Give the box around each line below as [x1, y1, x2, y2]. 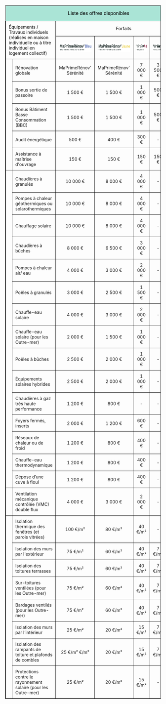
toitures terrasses [15, 568, 51, 574]
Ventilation [15, 491, 37, 497]
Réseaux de [15, 435, 40, 440]
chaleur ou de [15, 440, 43, 446]
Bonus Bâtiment [15, 107, 48, 112]
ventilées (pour [15, 585, 46, 591]
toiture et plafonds [15, 652, 53, 658]
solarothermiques [15, 206, 51, 211]
